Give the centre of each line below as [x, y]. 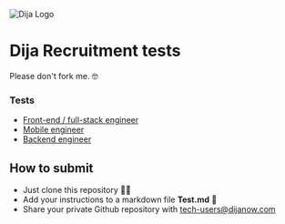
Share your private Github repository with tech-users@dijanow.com [149, 209]
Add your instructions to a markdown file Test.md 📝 [120, 199]
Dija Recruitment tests [95, 51]
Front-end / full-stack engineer [81, 120]
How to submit [51, 168]
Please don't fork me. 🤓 [54, 76]
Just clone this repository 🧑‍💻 [77, 190]
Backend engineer [57, 139]
